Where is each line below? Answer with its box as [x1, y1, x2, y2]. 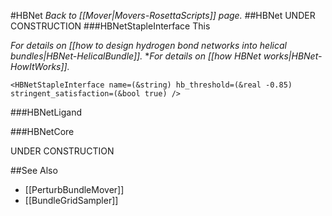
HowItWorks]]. [10, 61, 70, 72]
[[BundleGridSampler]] [24, 195, 119, 206]
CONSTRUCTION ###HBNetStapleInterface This [10, 20, 211, 32]
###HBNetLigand [10, 106, 83, 118]
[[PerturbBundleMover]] [24, 184, 125, 195]
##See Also [10, 165, 58, 176]
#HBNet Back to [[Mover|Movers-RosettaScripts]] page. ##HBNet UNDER [10, 10, 316, 21]
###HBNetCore [10, 126, 75, 137]
